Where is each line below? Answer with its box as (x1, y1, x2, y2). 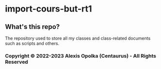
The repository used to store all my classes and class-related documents (5, 35, 151, 41)
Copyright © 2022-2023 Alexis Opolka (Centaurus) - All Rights (5, 52, 157, 59)
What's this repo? (5, 23, 60, 31)
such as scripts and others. (5, 41, 60, 46)
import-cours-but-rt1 (5, 3, 92, 14)
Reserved (5, 58, 28, 65)
